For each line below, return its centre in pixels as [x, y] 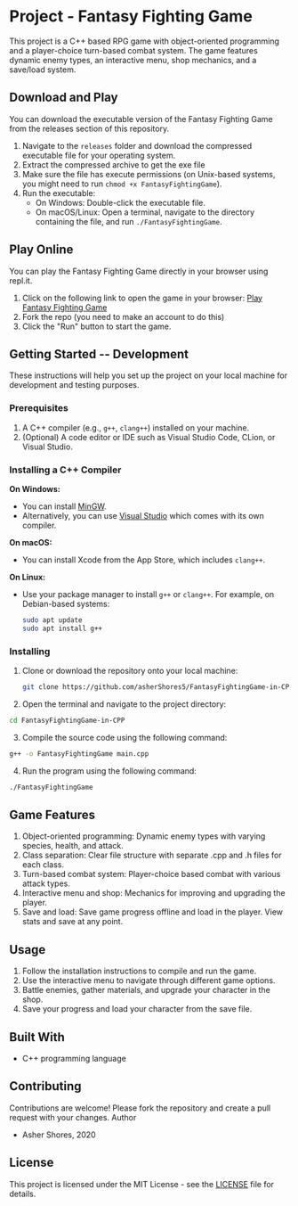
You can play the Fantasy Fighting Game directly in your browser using [139, 271]
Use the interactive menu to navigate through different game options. [149, 980]
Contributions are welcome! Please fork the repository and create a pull [140, 1108]
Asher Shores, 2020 [59, 1135]
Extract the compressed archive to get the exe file [113, 164]
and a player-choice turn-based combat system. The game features [133, 50]
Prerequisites [39, 408]
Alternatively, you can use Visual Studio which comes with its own [143, 515]
